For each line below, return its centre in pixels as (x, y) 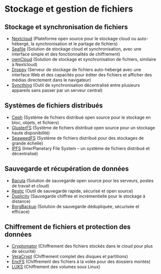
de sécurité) (24, 251)
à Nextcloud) (24, 64)
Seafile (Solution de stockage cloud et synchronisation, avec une (76, 49)
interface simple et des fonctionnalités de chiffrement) (66, 54)
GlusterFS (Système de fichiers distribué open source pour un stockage (83, 128)
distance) (21, 201)
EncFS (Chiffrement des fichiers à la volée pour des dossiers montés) (81, 262)
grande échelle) (27, 143)
